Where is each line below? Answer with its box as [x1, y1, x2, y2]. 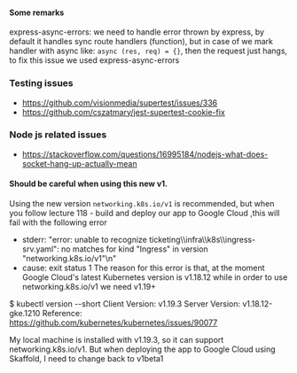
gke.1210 [9, 308, 41, 318]
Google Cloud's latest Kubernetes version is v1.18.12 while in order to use [21, 272, 288, 283]
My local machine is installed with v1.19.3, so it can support [9, 335, 224, 345]
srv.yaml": [21, 244, 59, 254]
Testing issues [9, 77, 74, 89]
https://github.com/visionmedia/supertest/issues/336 [21, 97, 218, 108]
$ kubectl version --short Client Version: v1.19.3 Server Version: [9, 299, 241, 309]
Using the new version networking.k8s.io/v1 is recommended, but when [9, 198, 275, 208]
